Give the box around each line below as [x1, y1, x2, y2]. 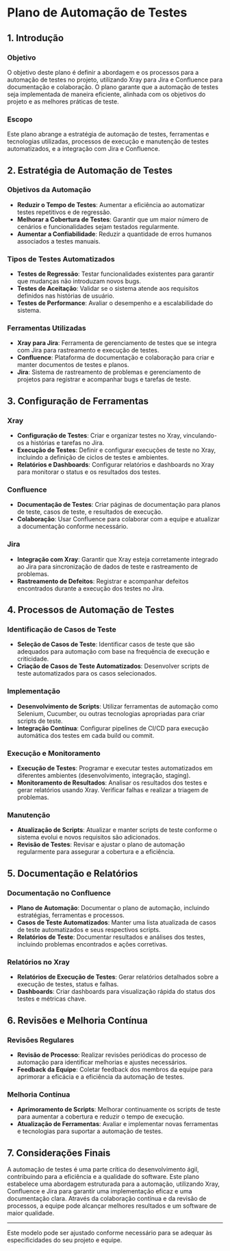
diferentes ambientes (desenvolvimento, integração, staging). [16, 772, 191, 780]
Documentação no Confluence [7, 888, 112, 898]
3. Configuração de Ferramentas [7, 395, 149, 407]
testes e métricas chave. [16, 994, 87, 1003]
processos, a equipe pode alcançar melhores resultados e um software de [7, 1202, 217, 1210]
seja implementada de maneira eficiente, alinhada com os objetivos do [7, 90, 206, 98]
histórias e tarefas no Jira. [30, 439, 105, 447]
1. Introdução [7, 32, 64, 44]
